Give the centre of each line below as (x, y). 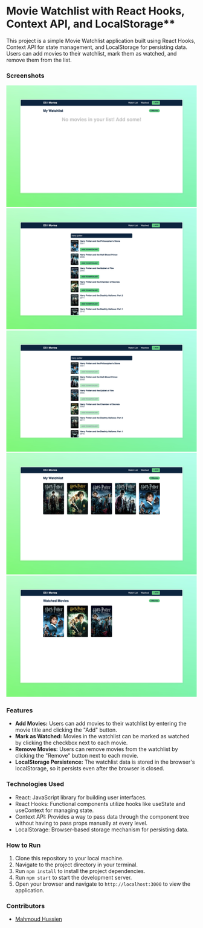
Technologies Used (35, 784)
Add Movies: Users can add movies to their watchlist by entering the (101, 724)
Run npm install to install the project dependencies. (80, 871)
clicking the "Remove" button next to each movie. (77, 756)
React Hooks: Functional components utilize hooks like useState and (100, 804)
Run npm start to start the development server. (73, 878)
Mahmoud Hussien (38, 919)
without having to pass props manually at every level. (81, 823)
